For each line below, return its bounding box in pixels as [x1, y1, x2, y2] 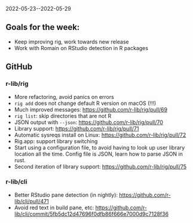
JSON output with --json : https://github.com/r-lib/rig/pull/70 [14, 119, 164, 126]
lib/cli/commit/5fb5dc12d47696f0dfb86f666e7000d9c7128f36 [14, 210, 169, 217]
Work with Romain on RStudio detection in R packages [14, 44, 149, 51]
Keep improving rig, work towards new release [14, 38, 129, 45]
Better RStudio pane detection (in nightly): [14, 191, 118, 199]
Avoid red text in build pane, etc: [14, 204, 94, 211]
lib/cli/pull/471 [14, 197, 49, 205]
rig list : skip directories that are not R [14, 112, 112, 119]
